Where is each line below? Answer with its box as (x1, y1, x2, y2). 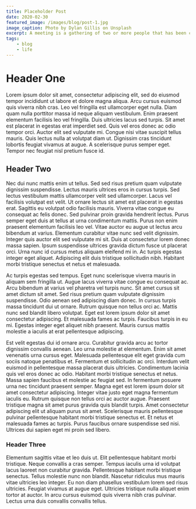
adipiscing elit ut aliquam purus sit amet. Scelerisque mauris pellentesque (6, 407, 183, 414)
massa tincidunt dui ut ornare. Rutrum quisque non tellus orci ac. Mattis (6, 302, 178, 310)
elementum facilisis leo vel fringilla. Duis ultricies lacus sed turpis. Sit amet (6, 116, 185, 123)
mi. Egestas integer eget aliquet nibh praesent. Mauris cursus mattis (6, 321, 170, 328)
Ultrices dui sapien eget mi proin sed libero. (6, 426, 111, 433)
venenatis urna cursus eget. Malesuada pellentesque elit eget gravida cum (6, 352, 185, 359)
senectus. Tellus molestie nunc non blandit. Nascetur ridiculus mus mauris (6, 472, 185, 480)
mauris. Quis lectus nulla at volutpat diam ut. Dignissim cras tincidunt (6, 135, 172, 142)
